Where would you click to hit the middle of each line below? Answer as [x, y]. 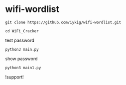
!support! [14, 77]
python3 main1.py [23, 68]
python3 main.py [22, 49]
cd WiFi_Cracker [22, 31]
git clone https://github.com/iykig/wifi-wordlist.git [63, 22]
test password [20, 40]
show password [21, 59]
